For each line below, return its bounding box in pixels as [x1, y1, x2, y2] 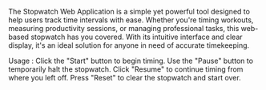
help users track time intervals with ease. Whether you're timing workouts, [8, 15, 254, 25]
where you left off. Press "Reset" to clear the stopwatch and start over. [8, 73, 242, 82]
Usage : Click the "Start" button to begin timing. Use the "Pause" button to [8, 56, 254, 65]
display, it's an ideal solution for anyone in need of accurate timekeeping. [8, 41, 250, 50]
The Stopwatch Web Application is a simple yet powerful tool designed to [8, 7, 251, 16]
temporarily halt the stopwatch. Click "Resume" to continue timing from [8, 65, 244, 74]
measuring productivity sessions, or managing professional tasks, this [8, 24, 240, 33]
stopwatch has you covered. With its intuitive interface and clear [30, 32, 243, 41]
